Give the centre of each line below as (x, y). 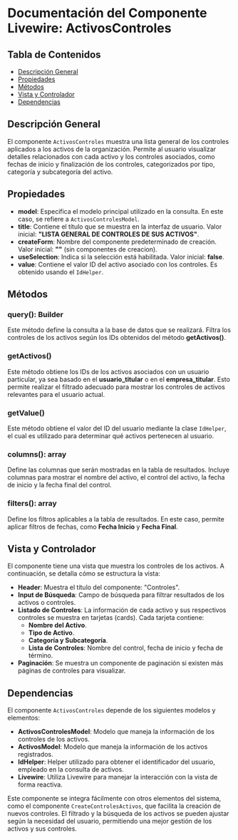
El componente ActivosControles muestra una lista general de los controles (118, 141)
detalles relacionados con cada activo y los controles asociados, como (111, 156)
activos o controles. (47, 603)
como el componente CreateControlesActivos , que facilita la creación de (114, 806)
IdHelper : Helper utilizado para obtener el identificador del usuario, (116, 762)
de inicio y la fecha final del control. (59, 485)
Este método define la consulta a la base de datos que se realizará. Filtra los (119, 330)
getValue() (26, 413)
